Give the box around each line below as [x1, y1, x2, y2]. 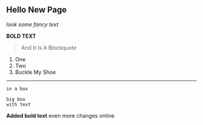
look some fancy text [6, 20, 59, 28]
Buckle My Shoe [14, 69, 56, 76]
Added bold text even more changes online [6, 112, 115, 119]
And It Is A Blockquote [21, 44, 77, 51]
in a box [6, 85, 28, 92]
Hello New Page [6, 5, 67, 15]
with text [6, 102, 31, 108]
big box [6, 96, 26, 102]
